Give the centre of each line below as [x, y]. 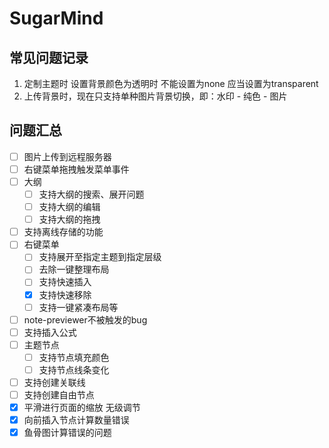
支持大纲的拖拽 [69, 219]
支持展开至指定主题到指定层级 [100, 257]
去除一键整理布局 [74, 269]
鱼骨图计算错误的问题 [67, 433]
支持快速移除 [65, 294]
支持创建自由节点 [59, 395]
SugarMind [56, 18]
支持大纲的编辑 [69, 207]
